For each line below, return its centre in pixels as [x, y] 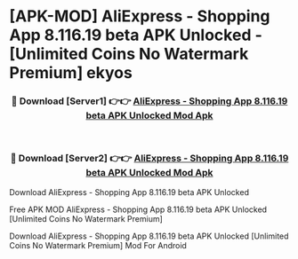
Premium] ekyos [71, 73]
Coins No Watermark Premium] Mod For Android [98, 245]
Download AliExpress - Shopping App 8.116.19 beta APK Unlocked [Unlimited [149, 236]
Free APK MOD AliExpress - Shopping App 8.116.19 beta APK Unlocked [138, 209]
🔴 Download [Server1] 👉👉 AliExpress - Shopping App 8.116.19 [149, 101]
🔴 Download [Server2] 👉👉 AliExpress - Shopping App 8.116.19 [149, 159]
